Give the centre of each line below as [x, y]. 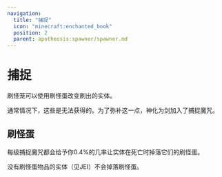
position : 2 [31, 33]
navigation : [24, 13]
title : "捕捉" [32, 20]
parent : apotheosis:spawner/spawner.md [71, 39]
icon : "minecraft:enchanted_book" [63, 26]
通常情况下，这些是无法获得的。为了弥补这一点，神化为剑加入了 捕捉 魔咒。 [113, 110]
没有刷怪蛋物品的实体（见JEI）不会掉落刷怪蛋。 [75, 167]
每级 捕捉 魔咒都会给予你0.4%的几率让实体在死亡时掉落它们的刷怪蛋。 [105, 152]
